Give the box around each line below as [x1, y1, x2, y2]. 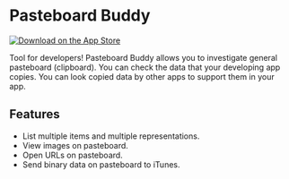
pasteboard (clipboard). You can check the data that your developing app [9, 62, 281, 72]
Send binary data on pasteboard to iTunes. [22, 158, 180, 170]
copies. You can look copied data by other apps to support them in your [9, 71, 276, 81]
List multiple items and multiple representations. [22, 131, 200, 141]
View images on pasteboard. [22, 140, 128, 150]
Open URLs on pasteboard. [22, 149, 123, 160]
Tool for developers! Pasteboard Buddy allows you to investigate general [9, 52, 278, 63]
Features [9, 107, 60, 122]
